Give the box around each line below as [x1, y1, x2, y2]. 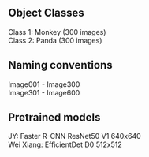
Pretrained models [8, 110, 101, 125]
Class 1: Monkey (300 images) [8, 27, 106, 36]
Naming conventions [8, 58, 113, 72]
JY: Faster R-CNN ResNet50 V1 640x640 [8, 132, 142, 141]
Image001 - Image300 [8, 79, 80, 89]
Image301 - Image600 [8, 88, 80, 97]
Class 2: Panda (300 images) [8, 36, 102, 45]
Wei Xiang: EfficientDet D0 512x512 [8, 140, 122, 149]
